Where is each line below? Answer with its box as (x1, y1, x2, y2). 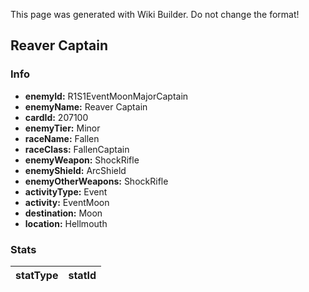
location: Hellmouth (24, 217, 108, 229)
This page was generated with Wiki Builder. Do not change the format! (10, 9, 300, 20)
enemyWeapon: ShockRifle (24, 154, 140, 166)
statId (68, 268, 97, 282)
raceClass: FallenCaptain (24, 143, 130, 155)
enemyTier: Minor (24, 122, 101, 134)
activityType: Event (24, 185, 108, 198)
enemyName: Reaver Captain (24, 100, 148, 113)
